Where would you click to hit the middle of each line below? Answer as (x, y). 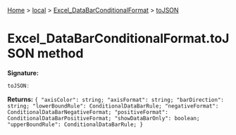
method (60, 54)
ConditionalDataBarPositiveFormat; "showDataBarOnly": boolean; (104, 118)
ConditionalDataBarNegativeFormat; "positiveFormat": (88, 112)
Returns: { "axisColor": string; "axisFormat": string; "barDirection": (116, 99)
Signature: (23, 72)
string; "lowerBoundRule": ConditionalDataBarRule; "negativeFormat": (113, 106)
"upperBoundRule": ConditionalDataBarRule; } (75, 124)
